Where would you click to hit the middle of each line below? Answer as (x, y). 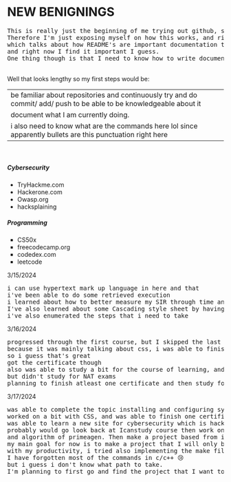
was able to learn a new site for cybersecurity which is (107, 423)
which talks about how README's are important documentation (112, 44)
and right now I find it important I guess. (84, 51)
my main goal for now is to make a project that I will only (112, 444)
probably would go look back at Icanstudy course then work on (116, 430)
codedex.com (36, 254)
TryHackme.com (41, 185)
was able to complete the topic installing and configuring (111, 409)
